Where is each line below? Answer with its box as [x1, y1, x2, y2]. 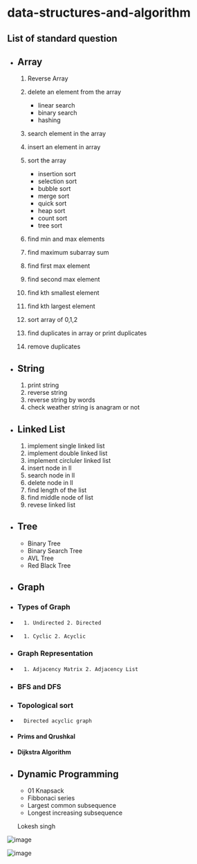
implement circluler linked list [27, 457, 111, 465]
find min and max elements [27, 235, 105, 244]
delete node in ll [27, 479, 74, 487]
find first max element [27, 262, 91, 270]
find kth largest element [27, 302, 95, 310]
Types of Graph [17, 602, 71, 612]
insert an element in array [27, 143, 101, 151]
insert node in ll [27, 464, 72, 473]
